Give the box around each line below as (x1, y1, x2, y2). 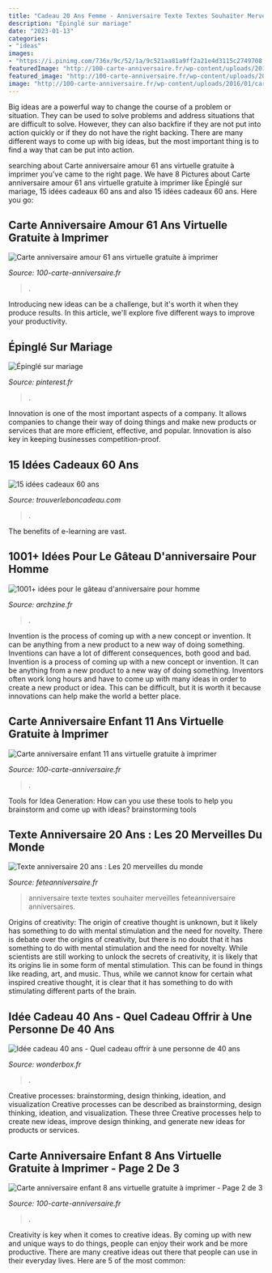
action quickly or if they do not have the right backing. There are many (8, 127, 244, 138)
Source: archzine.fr (8, 600, 73, 609)
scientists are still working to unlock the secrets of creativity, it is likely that (8, 952, 258, 961)
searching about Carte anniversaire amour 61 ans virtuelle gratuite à (8, 160, 235, 170)
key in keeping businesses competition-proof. (8, 435, 161, 444)
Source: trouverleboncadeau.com (8, 494, 121, 504)
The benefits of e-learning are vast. (8, 526, 127, 536)
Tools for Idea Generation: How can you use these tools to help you (8, 796, 233, 805)
